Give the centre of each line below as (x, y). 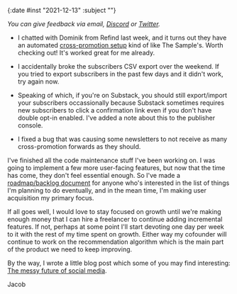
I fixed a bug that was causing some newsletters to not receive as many (122, 139)
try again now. (38, 81)
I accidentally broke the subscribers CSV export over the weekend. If (118, 66)
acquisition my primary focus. (51, 198)
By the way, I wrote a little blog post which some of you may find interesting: (119, 263)
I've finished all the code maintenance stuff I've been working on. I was (111, 160)
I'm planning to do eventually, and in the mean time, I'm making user (107, 190)
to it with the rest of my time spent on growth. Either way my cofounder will (117, 234)
